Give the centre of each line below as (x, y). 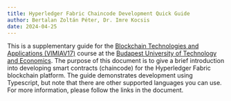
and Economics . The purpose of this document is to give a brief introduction (116, 61)
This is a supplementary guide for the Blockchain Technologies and (103, 46)
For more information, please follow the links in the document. (95, 90)
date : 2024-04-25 (32, 26)
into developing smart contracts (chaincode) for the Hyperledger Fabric (109, 68)
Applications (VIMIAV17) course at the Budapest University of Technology (112, 53)
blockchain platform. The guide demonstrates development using (100, 75)
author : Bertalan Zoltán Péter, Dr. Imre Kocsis (78, 20)
